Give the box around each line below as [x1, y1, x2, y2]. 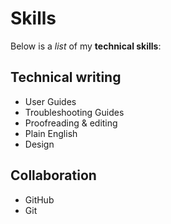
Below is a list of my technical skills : [10, 40, 162, 52]
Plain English [24, 127, 78, 139]
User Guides [24, 95, 77, 107]
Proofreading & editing [24, 117, 118, 129]
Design [24, 138, 55, 150]
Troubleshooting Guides [24, 106, 125, 118]
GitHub [24, 193, 55, 206]
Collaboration [10, 167, 97, 184]
